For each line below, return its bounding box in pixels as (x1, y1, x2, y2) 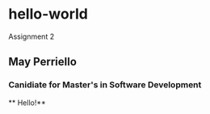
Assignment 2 (8, 32, 55, 41)
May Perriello (8, 55, 77, 69)
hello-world (8, 5, 89, 23)
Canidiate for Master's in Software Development (8, 79, 202, 91)
